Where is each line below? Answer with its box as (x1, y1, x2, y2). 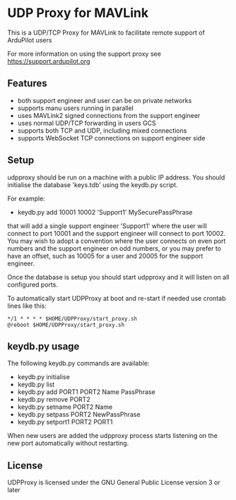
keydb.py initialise (17, 373, 71, 381)
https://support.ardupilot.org (7, 56, 90, 65)
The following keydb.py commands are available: (7, 359, 150, 368)
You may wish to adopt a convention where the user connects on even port (7, 237, 226, 245)
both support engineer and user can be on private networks (17, 96, 192, 105)
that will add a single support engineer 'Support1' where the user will (7, 221, 207, 230)
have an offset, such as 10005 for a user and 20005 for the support (7, 251, 203, 260)
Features (7, 78, 47, 90)
